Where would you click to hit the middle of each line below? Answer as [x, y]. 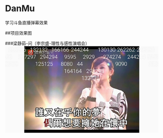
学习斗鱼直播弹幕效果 [26, 22]
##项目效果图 [18, 33]
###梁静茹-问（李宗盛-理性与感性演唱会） [47, 43]
